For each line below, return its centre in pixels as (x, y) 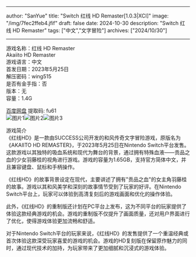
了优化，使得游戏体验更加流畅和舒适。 (52, 221)
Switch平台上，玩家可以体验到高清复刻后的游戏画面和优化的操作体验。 (91, 194)
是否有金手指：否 (27, 84)
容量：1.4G (19, 98)
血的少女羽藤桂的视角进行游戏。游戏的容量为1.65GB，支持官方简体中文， (94, 159)
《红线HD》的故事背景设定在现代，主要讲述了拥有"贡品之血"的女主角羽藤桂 (97, 179)
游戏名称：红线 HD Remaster (41, 48)
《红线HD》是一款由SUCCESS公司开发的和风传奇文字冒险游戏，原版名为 (93, 138)
